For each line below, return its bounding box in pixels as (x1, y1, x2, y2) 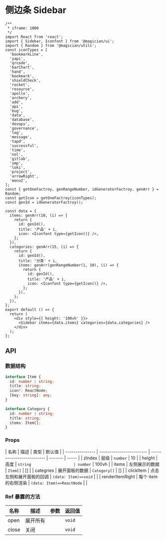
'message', (9, 134, 32, 139)
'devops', (9, 121, 30, 126)
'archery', (9, 95, 32, 100)
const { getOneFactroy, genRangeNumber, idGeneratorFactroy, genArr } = (5, 187, 159, 192)
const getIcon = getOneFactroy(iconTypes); (5, 195, 97, 201)
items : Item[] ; (9, 420, 41, 426)
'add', (9, 100, 23, 105)
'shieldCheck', (9, 78, 41, 83)
